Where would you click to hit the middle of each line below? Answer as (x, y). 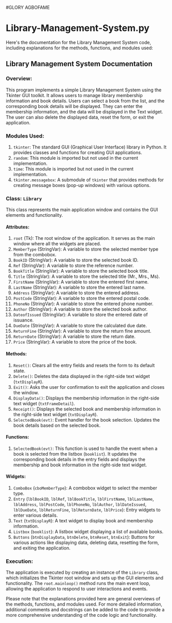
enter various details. (35, 515)
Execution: (19, 561)
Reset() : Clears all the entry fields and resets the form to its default (84, 365)
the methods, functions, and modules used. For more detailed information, (84, 604)
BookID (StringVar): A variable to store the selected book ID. (76, 260)
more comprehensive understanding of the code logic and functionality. (81, 615)
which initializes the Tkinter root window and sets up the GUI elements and (84, 578)
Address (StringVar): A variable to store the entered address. (77, 293)
